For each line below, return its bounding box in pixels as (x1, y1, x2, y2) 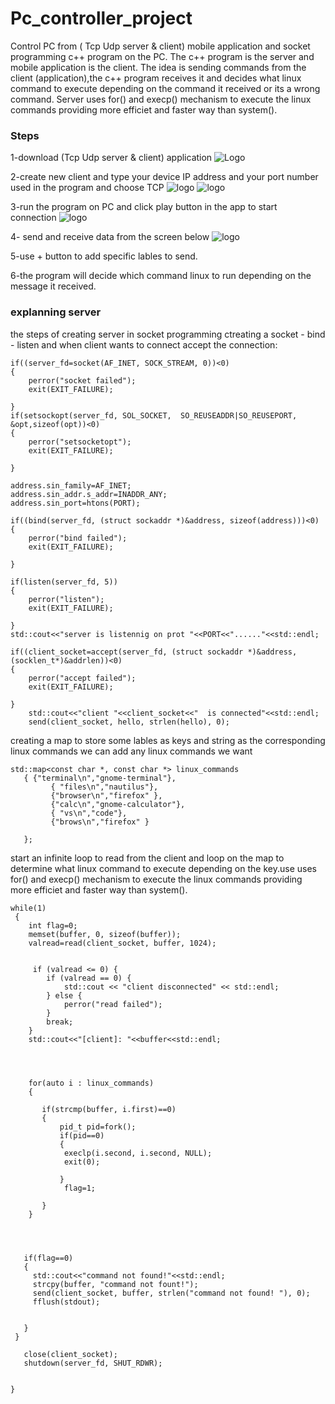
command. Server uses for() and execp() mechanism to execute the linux (10, 93, 312, 105)
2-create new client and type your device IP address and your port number (10, 171, 319, 183)
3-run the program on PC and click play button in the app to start (10, 201, 278, 213)
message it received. (10, 280, 97, 292)
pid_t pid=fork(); (59, 1122, 137, 1132)
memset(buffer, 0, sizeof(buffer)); (28, 929, 182, 939)
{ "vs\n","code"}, (50, 808, 128, 818)
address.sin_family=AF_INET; (10, 480, 132, 491)
